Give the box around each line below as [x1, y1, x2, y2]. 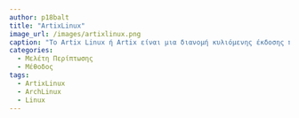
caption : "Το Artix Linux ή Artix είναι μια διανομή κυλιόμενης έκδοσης [9, 37, 285, 47]
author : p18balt [9, 12, 69, 22]
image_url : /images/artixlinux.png [9, 29, 141, 38]
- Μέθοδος [17, 63, 53, 72]
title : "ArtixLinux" [9, 21, 86, 30]
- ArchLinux [17, 87, 62, 96]
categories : [9, 46, 53, 55]
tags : [9, 71, 29, 80]
